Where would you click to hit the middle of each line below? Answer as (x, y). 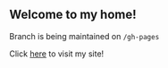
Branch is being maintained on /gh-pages (84, 36)
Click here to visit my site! (57, 54)
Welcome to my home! (73, 15)
